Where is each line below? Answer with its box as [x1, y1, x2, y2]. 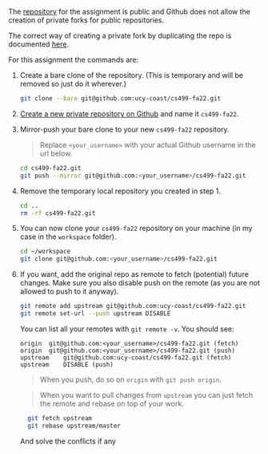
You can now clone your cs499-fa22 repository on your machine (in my [19, 224, 253, 233]
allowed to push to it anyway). [19, 286, 119, 296]
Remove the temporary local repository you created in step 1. [19, 186, 222, 196]
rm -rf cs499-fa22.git [19, 209, 96, 217]
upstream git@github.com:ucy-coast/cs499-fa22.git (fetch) [19, 353, 232, 362]
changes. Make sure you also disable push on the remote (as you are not [19, 278, 260, 288]
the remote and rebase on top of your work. [39, 399, 184, 408]
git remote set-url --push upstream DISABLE [19, 310, 171, 318]
